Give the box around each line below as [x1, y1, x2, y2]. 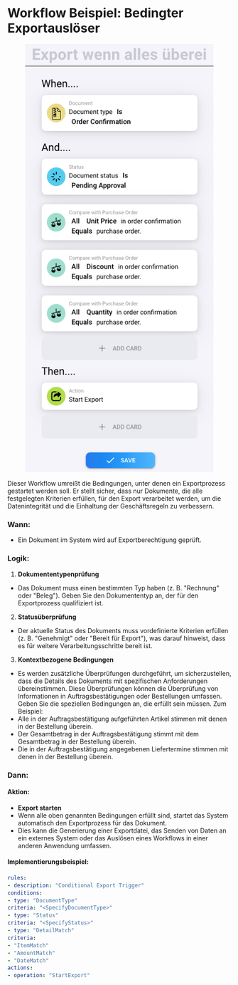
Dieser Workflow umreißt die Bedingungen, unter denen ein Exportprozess [7, 479, 226, 487]
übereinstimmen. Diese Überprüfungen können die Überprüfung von [17, 684, 219, 692]
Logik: [7, 553, 30, 563]
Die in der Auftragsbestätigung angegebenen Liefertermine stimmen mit [17, 744, 229, 753]
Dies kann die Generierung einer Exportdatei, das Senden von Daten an [17, 826, 227, 835]
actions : [7, 964, 33, 971]
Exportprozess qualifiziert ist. [17, 598, 104, 607]
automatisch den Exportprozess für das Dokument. [17, 818, 167, 827]
